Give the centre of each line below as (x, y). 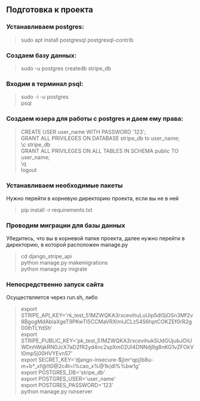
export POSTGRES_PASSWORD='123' (67, 385)
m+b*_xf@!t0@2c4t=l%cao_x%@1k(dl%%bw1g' (80, 366)
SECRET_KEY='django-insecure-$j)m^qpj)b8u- (96, 360)
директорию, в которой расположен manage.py (67, 245)
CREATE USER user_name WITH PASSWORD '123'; (83, 131)
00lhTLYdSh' (36, 328)
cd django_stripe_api (46, 256)
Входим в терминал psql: (45, 84)
